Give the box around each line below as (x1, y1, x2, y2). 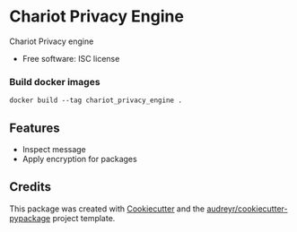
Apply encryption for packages (22, 154, 137, 165)
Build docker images (9, 75, 100, 88)
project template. (52, 212, 116, 223)
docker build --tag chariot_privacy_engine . (9, 96, 182, 105)
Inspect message (22, 144, 87, 155)
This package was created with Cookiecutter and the (9, 203, 205, 214)
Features (9, 120, 60, 135)
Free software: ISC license (22, 53, 120, 64)
